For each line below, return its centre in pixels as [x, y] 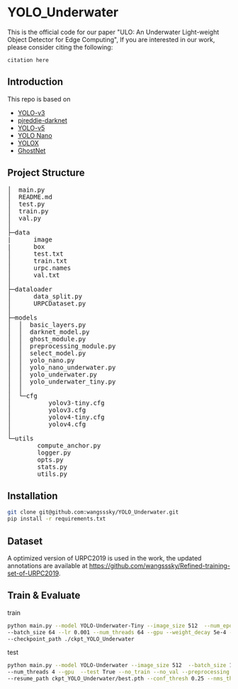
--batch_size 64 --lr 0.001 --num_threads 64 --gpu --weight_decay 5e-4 [117, 632]
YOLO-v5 [31, 128]
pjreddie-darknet [42, 120]
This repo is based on [39, 99]
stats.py [52, 467]
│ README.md [30, 197]
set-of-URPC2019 [33, 573]
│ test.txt [35, 254]
